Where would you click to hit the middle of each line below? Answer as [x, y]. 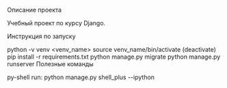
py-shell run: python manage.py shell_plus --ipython [81, 77]
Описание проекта [35, 10]
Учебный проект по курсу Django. [56, 23]
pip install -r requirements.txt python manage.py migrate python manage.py [114, 57]
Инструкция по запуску [42, 36]
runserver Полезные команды [50, 64]
